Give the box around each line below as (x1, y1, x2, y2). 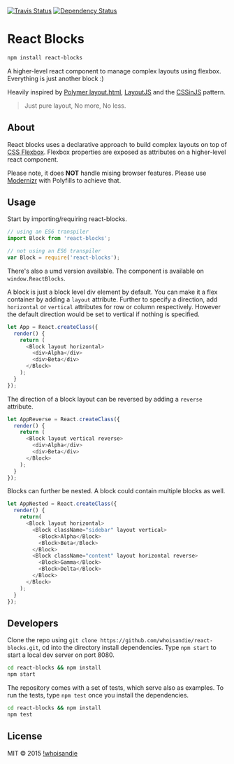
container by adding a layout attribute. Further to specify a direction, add (7, 295, 218, 304)
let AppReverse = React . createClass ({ (7, 416, 120, 423)
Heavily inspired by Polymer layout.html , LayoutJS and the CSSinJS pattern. (7, 87, 226, 96)
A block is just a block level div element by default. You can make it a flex (7, 288, 218, 296)
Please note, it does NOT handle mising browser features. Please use (7, 169, 207, 177)
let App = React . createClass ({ (7, 323, 98, 330)
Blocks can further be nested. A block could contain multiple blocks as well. (7, 487, 226, 495)
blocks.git (7, 644, 39, 652)
